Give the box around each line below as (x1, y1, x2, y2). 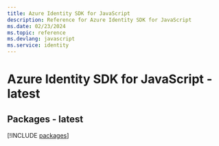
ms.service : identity (7, 42, 69, 49)
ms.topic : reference (7, 29, 67, 36)
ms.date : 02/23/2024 (7, 23, 67, 29)
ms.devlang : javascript (7, 36, 76, 42)
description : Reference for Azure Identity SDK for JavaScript (7, 16, 192, 23)
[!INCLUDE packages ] (7, 132, 69, 139)
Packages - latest (7, 113, 84, 125)
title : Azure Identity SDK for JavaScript (7, 10, 130, 17)
